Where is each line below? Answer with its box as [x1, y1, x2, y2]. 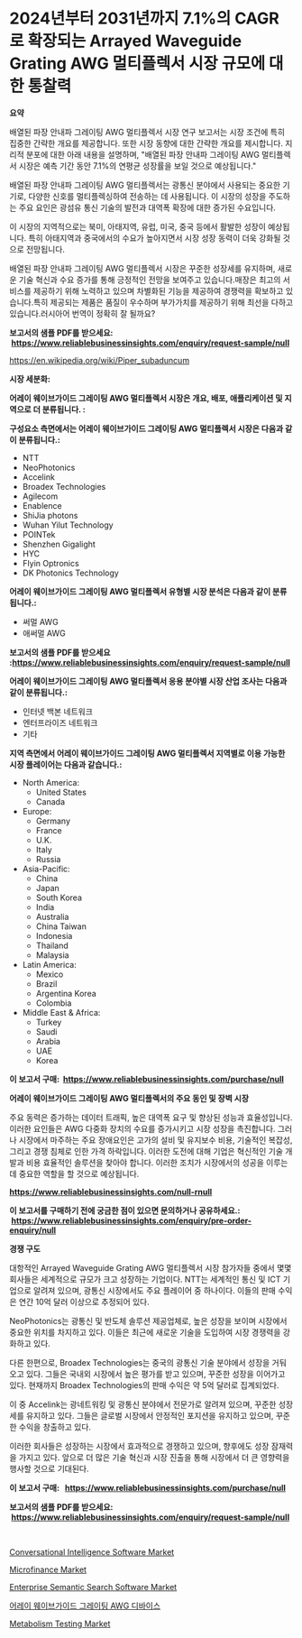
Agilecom [22, 491, 59, 502]
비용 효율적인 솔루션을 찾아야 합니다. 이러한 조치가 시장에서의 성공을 [25, 1156, 264, 1168]
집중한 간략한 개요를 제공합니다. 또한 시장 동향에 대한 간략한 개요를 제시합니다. [9, 137, 284, 149]
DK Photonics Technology [22, 567, 119, 578]
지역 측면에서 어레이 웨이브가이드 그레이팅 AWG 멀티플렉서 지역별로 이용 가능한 [9, 748, 286, 759]
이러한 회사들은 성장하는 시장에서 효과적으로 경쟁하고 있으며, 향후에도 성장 [9, 1440, 270, 1451]
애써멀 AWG [22, 628, 66, 639]
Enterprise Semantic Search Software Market [9, 1581, 178, 1592]
